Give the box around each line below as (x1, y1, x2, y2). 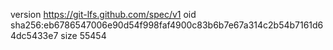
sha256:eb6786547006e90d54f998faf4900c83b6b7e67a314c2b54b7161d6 (10, 19, 324, 31)
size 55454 (60, 30, 107, 41)
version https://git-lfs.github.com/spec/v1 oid (10, 9, 197, 20)
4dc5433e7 (10, 30, 59, 41)
